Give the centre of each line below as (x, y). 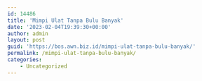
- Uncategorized (44, 66)
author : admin (28, 33)
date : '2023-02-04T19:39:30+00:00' (59, 27)
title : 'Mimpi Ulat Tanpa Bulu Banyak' (66, 20)
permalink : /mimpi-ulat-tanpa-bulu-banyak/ (72, 54)
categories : (25, 60)
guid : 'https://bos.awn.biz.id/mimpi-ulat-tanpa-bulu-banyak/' (102, 46)
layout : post (26, 40)
